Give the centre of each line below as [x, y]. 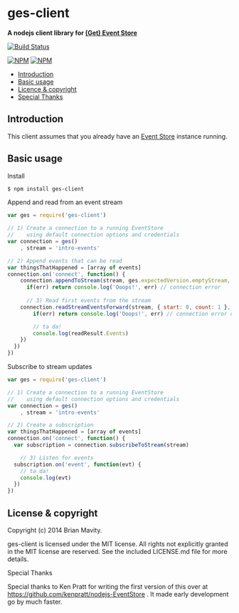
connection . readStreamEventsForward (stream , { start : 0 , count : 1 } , [126, 307]
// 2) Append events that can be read [65, 261]
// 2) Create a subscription [51, 425]
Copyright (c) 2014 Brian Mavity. [55, 530]
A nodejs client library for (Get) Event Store [72, 33]
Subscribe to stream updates [50, 367]
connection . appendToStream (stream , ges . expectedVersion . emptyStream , [126, 281]
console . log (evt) [46, 478]
